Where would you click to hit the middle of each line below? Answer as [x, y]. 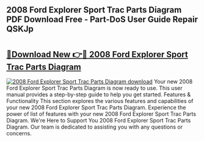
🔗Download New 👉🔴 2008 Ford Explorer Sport [97, 54]
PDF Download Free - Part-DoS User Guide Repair [102, 20]
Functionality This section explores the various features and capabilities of [100, 101]
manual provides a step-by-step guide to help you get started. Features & [99, 94]
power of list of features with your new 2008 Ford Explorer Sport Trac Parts [101, 114]
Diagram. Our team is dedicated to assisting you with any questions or [95, 127]
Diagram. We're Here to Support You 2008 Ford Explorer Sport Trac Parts [99, 120]
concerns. [19, 133]
